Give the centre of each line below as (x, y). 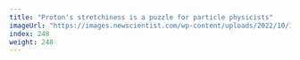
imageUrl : (28, 26)
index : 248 (29, 34)
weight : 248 (31, 42)
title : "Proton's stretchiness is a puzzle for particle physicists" (142, 17)
